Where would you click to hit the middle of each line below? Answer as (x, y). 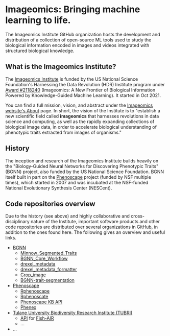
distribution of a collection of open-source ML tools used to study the (78, 40)
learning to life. (38, 20)
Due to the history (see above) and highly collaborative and (68, 216)
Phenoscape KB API (41, 302)
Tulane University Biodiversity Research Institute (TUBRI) (72, 313)
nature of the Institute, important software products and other (95, 222)
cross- (138, 216)
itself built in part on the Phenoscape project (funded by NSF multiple (78, 177)
